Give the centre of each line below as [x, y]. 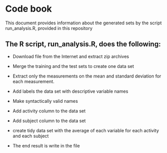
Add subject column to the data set [49, 121]
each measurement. [33, 81]
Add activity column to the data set [49, 111]
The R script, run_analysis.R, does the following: [83, 44]
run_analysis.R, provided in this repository [49, 28]
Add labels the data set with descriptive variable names [70, 91]
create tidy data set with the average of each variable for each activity [86, 130]
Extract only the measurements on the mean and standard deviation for [87, 76]
